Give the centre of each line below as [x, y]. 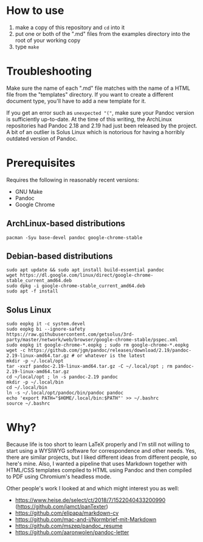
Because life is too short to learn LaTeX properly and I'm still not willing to [98, 444]
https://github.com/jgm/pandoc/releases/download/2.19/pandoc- [110, 351]
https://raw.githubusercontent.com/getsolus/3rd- [71, 334]
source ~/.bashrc [28, 404]
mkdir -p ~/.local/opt [35, 361]
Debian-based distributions [60, 256]
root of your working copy [48, 40]
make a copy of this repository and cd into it [70, 27]
